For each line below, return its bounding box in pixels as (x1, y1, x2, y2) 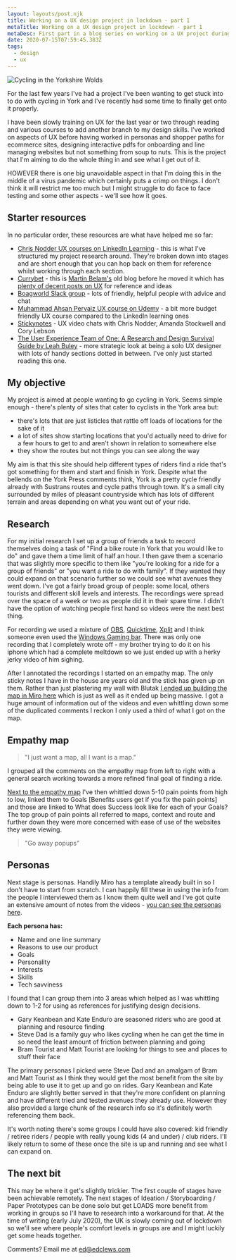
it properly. (7, 104, 39, 113)
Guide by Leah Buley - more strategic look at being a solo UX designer (17, 341, 222, 350)
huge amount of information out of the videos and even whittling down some (7, 699, 229, 708)
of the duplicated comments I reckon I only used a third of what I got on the (7, 706, 225, 715)
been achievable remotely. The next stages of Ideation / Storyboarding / (7, 1194, 216, 1202)
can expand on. (7, 1147, 53, 1156)
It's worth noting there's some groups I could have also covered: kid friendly (7, 1125, 228, 1133)
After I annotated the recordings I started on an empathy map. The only (7, 669, 214, 677)
